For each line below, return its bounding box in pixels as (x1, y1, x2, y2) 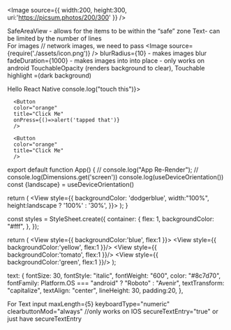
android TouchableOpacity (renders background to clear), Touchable (7, 64, 205, 72)
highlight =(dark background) (7, 71, 92, 80)
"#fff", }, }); (7, 223, 40, 230)
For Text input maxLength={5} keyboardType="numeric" (7, 300, 170, 308)
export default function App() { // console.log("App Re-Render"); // (7, 165, 199, 174)
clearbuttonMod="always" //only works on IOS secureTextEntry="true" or (7, 307, 218, 315)
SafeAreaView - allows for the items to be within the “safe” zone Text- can (7, 27, 221, 35)
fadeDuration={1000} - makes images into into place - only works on (7, 57, 204, 65)
